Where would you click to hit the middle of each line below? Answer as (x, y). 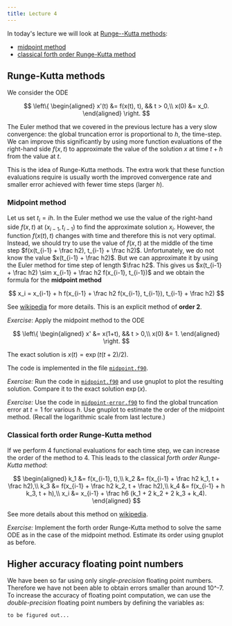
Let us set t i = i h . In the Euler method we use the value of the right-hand (110, 218)
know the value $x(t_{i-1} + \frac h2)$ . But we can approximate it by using (113, 258)
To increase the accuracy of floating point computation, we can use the (109, 595)
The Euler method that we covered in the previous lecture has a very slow (112, 127)
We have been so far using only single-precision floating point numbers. (110, 581)
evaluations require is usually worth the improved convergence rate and (110, 177)
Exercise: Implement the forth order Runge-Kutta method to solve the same (114, 527)
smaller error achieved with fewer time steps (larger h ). (86, 185)
